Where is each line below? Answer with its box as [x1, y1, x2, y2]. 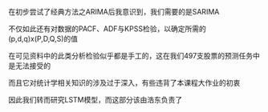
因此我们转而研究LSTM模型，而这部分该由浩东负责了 [8, 95, 183, 104]
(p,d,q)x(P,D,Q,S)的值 [8, 34, 79, 43]
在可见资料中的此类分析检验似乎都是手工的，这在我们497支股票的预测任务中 [8, 51, 261, 60]
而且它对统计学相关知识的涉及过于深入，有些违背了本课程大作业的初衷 [8, 78, 241, 87]
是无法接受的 [8, 61, 51, 70]
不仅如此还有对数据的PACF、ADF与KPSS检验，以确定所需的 [8, 24, 206, 34]
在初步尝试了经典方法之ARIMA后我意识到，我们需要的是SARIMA [8, 7, 220, 16]
